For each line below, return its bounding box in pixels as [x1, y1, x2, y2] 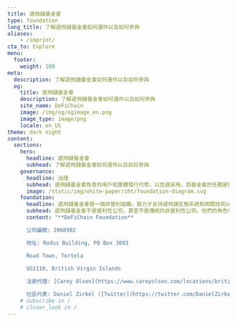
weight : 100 [20, 63, 55, 70]
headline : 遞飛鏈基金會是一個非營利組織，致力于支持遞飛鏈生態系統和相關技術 [25, 201, 226, 208]
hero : [20, 148, 37, 155]
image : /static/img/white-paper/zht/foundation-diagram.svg [25, 188, 207, 195]
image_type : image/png [20, 115, 87, 122]
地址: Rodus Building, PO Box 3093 [25, 239, 129, 246]
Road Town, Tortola [25, 252, 83, 259]
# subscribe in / [20, 297, 71, 304]
